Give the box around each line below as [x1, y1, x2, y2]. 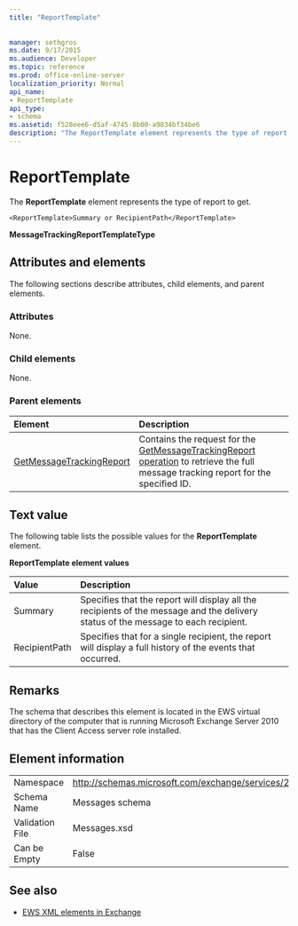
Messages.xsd [72, 821, 133, 834]
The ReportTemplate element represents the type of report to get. [9, 196, 251, 207]
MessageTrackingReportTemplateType [9, 228, 156, 240]
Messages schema [72, 796, 152, 809]
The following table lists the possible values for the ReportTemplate [9, 531, 257, 542]
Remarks [9, 683, 60, 698]
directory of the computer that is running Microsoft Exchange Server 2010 [9, 716, 279, 727]
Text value [9, 507, 68, 523]
